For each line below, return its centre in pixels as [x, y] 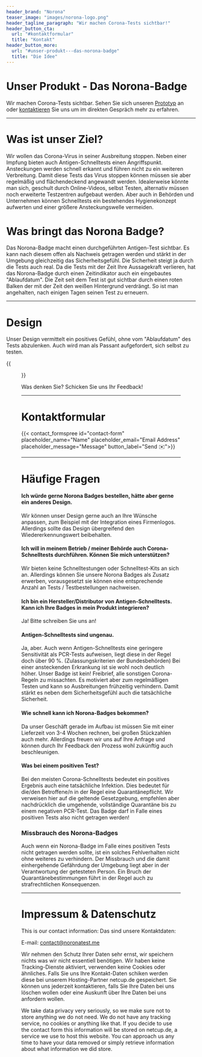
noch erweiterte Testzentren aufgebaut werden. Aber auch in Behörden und [100, 194]
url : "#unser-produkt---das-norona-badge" [66, 51]
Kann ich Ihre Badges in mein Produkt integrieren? [85, 607]
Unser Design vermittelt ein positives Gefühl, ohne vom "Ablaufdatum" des [99, 339]
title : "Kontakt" [33, 40]
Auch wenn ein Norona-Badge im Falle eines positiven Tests [96, 846]
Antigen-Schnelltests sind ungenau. [68, 634]
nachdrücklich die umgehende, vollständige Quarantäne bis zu [99, 804]
